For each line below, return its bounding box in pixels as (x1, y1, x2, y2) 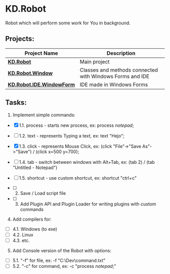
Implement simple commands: (12, 112, 76, 118)
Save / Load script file (20, 190, 66, 196)
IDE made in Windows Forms (79, 81, 148, 88)
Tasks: (5, 98, 27, 107)
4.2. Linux (12, 231, 34, 237)
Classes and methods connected (79, 66, 158, 74)
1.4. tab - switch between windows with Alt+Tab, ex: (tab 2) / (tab (19, 159, 155, 165)
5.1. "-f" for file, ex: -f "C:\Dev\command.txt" (12, 257, 106, 263)
